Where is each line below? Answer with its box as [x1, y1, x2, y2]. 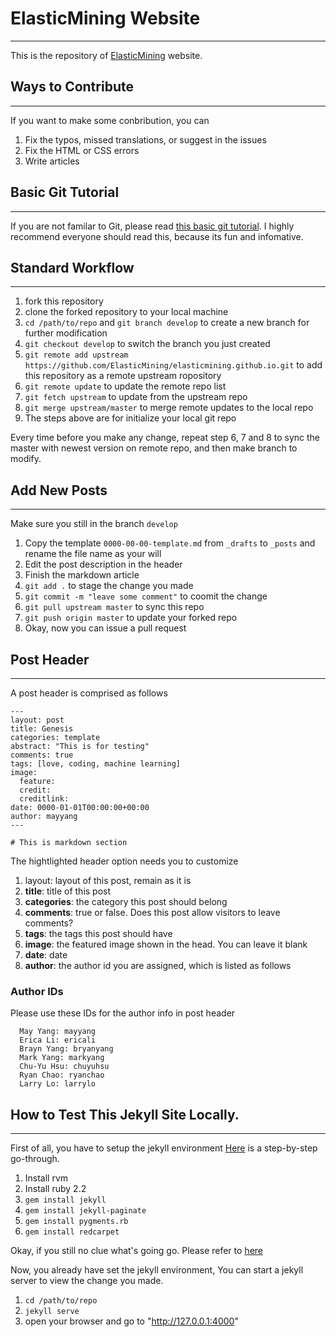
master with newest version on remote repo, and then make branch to [10, 442, 298, 454]
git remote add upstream [24, 350, 129, 361]
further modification [24, 327, 108, 339]
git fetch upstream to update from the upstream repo [24, 391, 248, 403]
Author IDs [10, 984, 64, 998]
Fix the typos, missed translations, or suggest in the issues [24, 133, 267, 146]
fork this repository [24, 295, 104, 307]
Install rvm [24, 1172, 69, 1184]
